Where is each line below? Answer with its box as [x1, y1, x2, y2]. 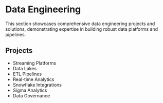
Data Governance [12, 92, 50, 98]
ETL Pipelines [12, 71, 42, 77]
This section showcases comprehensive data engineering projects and [5, 20, 155, 27]
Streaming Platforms [12, 60, 57, 66]
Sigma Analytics [12, 87, 47, 93]
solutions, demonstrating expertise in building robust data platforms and [5, 26, 158, 32]
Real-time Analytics [12, 76, 55, 83]
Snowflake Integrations [12, 81, 62, 88]
